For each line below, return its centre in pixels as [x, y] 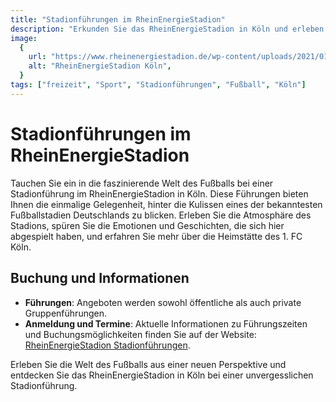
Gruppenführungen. [65, 313]
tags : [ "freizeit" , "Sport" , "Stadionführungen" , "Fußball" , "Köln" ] [158, 85]
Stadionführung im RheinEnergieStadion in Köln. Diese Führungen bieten [159, 193]
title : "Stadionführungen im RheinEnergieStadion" [118, 19]
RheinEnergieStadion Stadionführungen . [107, 345]
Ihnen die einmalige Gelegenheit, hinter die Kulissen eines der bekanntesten [166, 204]
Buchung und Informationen [100, 278]
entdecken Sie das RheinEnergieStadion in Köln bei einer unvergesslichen [162, 375]
